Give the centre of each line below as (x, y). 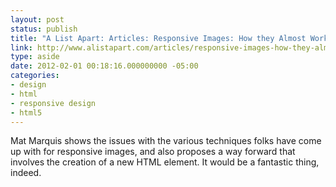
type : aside (35, 57)
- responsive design (53, 103)
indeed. (26, 173)
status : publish (44, 29)
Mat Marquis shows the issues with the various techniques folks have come (166, 141)
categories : (35, 76)
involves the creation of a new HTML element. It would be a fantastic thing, (165, 162)
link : (21, 47)
